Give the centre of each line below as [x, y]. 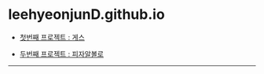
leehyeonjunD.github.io [86, 15]
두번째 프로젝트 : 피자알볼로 [62, 54]
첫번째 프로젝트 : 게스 [52, 37]
